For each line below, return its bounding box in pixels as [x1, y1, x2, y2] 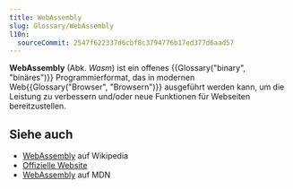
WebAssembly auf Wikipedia [22, 150, 128, 161]
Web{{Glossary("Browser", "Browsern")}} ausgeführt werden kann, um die [9, 82, 285, 92]
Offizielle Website [22, 160, 88, 171]
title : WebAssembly [9, 13, 82, 22]
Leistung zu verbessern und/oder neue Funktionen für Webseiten [9, 91, 251, 102]
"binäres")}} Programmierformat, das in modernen [9, 73, 195, 83]
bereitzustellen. [9, 100, 67, 112]
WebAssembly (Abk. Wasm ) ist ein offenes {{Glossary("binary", [9, 63, 246, 73]
